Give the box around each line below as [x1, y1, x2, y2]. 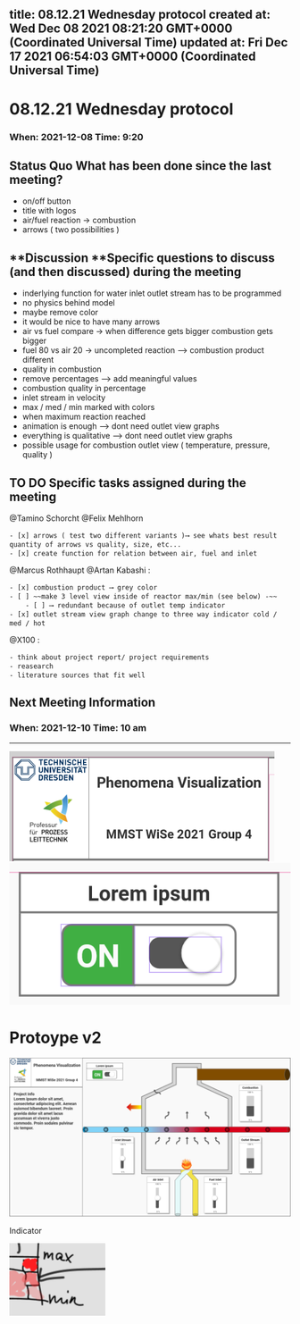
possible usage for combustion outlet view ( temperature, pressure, [21, 440, 271, 450]
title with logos [21, 205, 77, 216]
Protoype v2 [9, 1027, 102, 1048]
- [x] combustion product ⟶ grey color [9, 582, 158, 592]
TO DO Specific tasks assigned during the [9, 475, 247, 490]
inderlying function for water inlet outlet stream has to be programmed [21, 288, 282, 298]
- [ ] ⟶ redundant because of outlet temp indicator [25, 600, 226, 610]
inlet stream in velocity [21, 392, 106, 403]
